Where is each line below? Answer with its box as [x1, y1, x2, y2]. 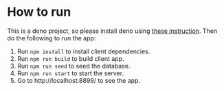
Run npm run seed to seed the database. [16, 62, 131, 70]
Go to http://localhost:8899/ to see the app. [16, 76, 141, 84]
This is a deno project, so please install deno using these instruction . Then [7, 27, 218, 35]
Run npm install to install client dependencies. [16, 47, 150, 55]
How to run [7, 4, 71, 20]
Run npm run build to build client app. [16, 54, 124, 62]
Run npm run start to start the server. [16, 69, 124, 77]
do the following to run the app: [7, 34, 96, 42]
